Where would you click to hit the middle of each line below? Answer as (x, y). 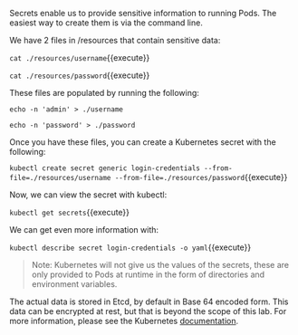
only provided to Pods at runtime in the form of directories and (148, 274)
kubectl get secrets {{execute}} (69, 212)
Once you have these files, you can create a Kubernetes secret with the (143, 142)
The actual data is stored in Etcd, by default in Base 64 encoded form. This (149, 301)
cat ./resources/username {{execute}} (80, 57)
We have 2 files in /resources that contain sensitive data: (115, 40)
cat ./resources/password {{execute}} (80, 75)
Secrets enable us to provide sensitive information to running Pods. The (143, 13)
